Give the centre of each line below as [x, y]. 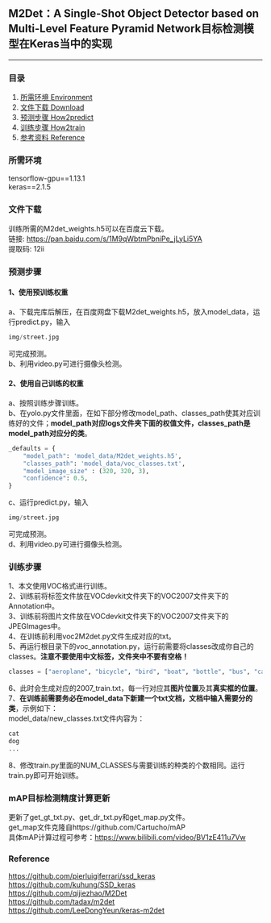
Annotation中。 [33, 606]
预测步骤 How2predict [57, 118]
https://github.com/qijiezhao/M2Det [68, 893]
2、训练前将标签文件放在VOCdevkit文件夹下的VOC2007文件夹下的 [119, 596]
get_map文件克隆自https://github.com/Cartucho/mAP [97, 827]
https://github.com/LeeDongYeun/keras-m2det [87, 911]
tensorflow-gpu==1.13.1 [47, 178]
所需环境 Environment [56, 98]
